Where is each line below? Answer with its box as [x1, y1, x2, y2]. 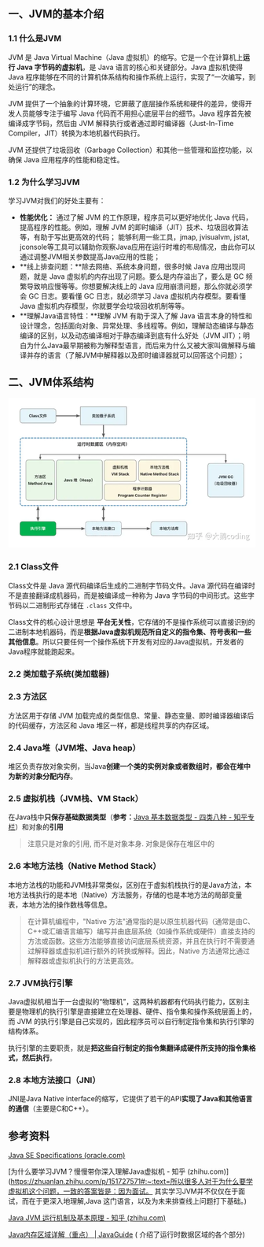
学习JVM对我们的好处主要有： [8, 195, 106, 205]
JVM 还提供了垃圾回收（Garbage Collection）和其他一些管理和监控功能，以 [8, 145, 253, 154]
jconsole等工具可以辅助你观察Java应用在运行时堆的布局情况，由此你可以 [19, 242, 255, 251]
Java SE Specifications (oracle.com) [8, 1151, 126, 1160]
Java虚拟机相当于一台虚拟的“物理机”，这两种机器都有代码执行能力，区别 [8, 997, 244, 1006]
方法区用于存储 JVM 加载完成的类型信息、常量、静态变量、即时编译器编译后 [8, 711, 255, 720]
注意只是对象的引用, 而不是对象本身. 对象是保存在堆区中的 [27, 839, 214, 848]
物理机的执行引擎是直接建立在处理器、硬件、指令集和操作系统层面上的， [21, 1007, 256, 1016]
